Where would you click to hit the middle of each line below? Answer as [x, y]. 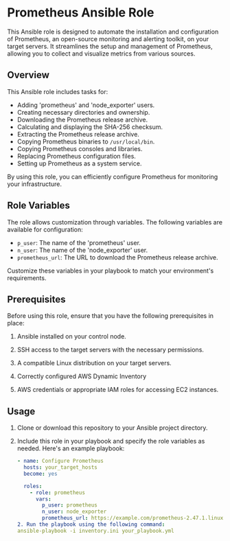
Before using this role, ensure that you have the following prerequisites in [111, 316]
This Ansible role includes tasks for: [58, 91]
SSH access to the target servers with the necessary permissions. [111, 350]
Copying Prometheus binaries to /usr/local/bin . [86, 141]
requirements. [27, 278]
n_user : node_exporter [74, 512]
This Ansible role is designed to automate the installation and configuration [113, 32]
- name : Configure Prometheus [60, 461]
